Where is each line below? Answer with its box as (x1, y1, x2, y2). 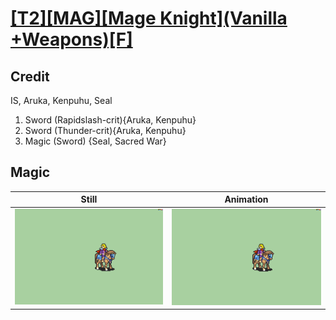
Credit (10, 68, 50, 85)
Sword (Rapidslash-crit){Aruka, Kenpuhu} (24, 114, 197, 126)
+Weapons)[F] (10, 28, 133, 51)
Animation (224, 193, 269, 206)
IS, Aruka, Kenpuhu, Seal (10, 95, 113, 106)
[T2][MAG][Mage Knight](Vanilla (10, 7, 288, 30)
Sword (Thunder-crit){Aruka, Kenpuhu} (24, 125, 187, 136)
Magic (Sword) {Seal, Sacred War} (24, 135, 167, 147)
